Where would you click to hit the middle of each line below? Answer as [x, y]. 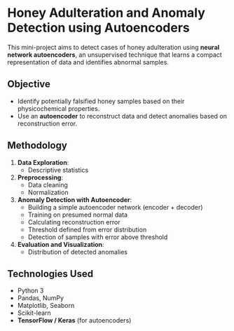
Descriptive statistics [58, 170]
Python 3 [30, 291]
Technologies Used [50, 274]
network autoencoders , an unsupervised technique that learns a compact [115, 55]
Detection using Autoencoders [99, 28]
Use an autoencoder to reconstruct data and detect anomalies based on [122, 116]
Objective [29, 85]
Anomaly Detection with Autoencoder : [75, 200]
